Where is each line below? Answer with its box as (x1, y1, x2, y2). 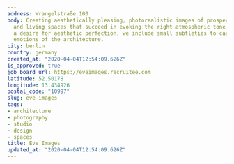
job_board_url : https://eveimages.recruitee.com (7, 68, 151, 75)
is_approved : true (7, 62, 61, 69)
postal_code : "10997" (7, 88, 70, 95)
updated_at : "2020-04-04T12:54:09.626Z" (7, 147, 127, 154)
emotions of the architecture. (13, 36, 104, 43)
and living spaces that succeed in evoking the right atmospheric (13, 23, 210, 30)
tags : (7, 101, 23, 108)
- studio (7, 120, 33, 128)
